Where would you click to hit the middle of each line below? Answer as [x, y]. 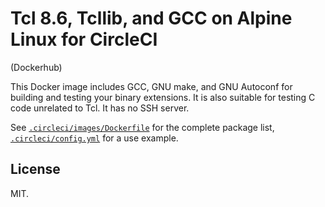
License [35, 169]
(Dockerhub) [36, 67]
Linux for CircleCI [84, 39]
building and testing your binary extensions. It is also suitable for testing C [163, 97]
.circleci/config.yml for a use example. [94, 138]
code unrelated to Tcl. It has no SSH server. [100, 108]
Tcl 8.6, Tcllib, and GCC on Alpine [151, 18]
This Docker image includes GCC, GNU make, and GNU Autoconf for [151, 86]
